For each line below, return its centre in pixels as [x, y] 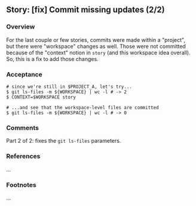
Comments [22, 128]
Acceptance [24, 74]
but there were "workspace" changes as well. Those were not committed [96, 46]
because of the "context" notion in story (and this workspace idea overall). [98, 53]
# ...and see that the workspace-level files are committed [83, 107]
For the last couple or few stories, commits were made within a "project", [96, 40]
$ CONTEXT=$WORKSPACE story [41, 97]
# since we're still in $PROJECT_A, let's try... [69, 87]
